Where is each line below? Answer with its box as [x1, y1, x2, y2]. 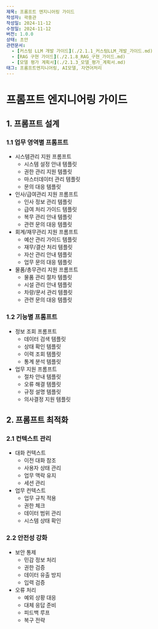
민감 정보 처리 [23, 556, 56, 563]
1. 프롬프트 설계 [6, 118, 60, 128]
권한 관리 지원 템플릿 [23, 168, 73, 175]
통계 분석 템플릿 [23, 358, 61, 365]
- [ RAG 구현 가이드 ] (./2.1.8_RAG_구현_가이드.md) [11, 54, 126, 60]
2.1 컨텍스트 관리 [6, 434, 52, 443]
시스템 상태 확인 [23, 517, 61, 525]
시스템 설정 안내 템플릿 [23, 160, 77, 168]
